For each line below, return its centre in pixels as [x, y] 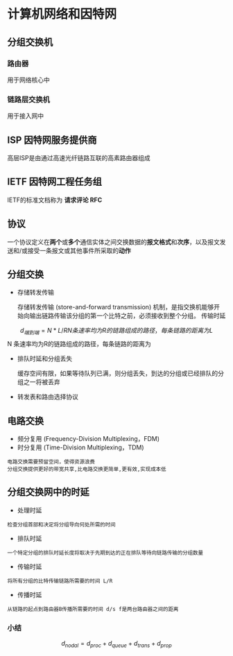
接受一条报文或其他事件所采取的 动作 [79, 250]
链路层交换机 [29, 99]
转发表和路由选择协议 [48, 397]
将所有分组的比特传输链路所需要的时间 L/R [60, 581]
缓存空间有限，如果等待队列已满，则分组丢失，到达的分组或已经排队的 [118, 373]
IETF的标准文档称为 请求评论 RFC [55, 200]
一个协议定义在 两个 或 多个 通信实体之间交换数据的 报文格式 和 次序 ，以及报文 [113, 242]
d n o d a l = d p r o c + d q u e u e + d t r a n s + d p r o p [116, 644]
